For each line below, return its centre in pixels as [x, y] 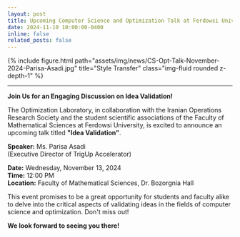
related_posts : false [40, 41]
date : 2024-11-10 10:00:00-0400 [55, 27]
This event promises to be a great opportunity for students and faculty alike [119, 197]
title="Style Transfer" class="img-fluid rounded [148, 68]
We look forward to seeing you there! [64, 226]
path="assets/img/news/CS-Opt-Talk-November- [147, 60]
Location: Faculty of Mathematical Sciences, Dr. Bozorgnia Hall [101, 183]
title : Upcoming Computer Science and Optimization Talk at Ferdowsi [113, 21]
